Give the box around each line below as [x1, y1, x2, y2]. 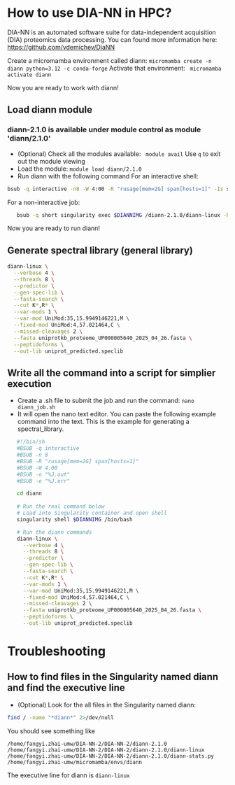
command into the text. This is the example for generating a [17, 418, 190, 426]
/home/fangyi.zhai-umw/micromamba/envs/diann [7, 758, 142, 765]
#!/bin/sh [16, 439, 45, 446]
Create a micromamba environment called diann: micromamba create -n [7, 56, 212, 64]
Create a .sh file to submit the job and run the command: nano [17, 397, 194, 405]
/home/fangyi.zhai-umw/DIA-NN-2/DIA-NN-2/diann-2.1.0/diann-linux [7, 747, 205, 754]
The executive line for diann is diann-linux [7, 771, 130, 779]
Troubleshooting [7, 644, 106, 659]
